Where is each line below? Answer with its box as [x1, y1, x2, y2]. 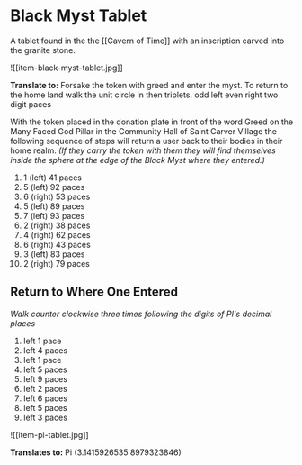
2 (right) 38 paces [22, 220, 91, 231]
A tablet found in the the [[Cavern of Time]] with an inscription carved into [10, 35, 285, 46]
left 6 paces [22, 393, 68, 404]
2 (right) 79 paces [22, 258, 91, 269]
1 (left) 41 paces [22, 172, 82, 183]
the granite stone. [10, 44, 75, 55]
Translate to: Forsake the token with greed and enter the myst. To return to [10, 79, 289, 90]
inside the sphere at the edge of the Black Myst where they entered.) [10, 154, 266, 165]
